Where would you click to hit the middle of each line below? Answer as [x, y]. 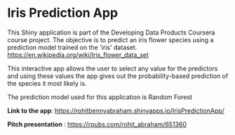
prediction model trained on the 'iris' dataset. [72, 47]
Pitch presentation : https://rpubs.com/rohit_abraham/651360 [97, 124]
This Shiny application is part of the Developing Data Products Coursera [111, 32]
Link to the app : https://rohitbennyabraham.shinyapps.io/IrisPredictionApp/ [116, 110]
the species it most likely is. [47, 83]
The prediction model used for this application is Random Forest [100, 97]
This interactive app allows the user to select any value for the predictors [113, 68]
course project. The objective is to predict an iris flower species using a [110, 39]
